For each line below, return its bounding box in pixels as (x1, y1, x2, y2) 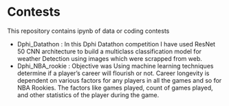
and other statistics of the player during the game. (17, 90, 160, 99)
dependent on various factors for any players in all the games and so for (17, 76, 222, 84)
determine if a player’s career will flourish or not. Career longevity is (17, 69, 210, 77)
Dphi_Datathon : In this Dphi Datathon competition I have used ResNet (17, 40, 215, 48)
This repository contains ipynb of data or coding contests (7, 27, 170, 35)
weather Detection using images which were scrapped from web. (17, 54, 203, 62)
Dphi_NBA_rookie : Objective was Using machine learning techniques (17, 62, 214, 70)
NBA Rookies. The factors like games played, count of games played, (17, 83, 213, 92)
